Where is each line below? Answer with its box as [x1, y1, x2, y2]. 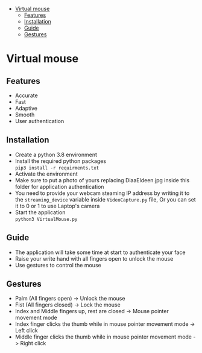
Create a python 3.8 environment [14, 151, 98, 158]
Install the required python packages [14, 157, 107, 165]
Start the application [14, 208, 66, 216]
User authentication [14, 118, 65, 124]
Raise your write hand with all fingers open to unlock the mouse [14, 255, 174, 262]
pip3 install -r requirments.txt [14, 165, 99, 171]
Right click [20, 340, 46, 347]
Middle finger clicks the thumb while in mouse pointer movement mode [14, 333, 192, 340]
